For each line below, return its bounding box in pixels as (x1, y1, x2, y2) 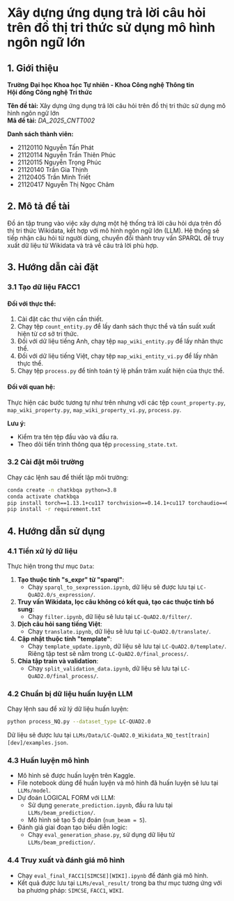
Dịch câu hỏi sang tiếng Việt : (17, 620, 102, 628)
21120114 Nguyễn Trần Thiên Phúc (17, 151, 116, 159)
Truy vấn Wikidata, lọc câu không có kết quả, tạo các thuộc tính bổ (17, 597, 214, 606)
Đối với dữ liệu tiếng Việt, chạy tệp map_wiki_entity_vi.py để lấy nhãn (17, 352, 218, 360)
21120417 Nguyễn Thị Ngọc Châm (17, 180, 115, 189)
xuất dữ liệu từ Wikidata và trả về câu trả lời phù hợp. (7, 241, 159, 249)
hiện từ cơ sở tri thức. (17, 329, 79, 338)
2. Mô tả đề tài (7, 201, 70, 212)
